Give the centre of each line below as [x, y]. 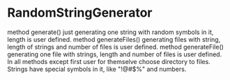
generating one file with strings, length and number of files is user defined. [115, 54]
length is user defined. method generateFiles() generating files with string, [114, 39]
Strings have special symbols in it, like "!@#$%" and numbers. [97, 69]
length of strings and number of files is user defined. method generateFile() [116, 47]
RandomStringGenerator [80, 13]
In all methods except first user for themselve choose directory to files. [109, 61]
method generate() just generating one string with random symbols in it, [110, 32]
